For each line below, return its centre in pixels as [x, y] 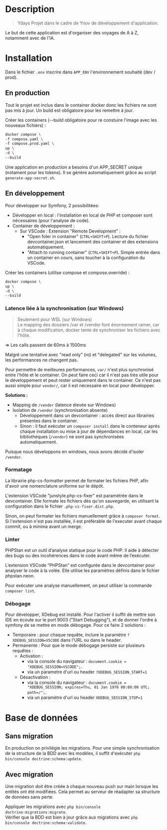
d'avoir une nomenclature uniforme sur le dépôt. [55, 486]
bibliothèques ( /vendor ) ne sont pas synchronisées [72, 436]
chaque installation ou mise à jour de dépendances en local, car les [89, 431]
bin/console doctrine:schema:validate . [46, 823]
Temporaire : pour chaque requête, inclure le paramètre [69, 635]
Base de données [42, 718]
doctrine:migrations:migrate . [36, 812]
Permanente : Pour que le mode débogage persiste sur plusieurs [79, 645]
